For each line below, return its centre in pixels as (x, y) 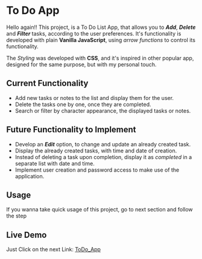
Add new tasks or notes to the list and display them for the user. (94, 98)
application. (30, 176)
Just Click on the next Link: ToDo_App (54, 249)
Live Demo (27, 235)
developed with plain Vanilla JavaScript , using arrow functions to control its (101, 40)
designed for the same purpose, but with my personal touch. (81, 64)
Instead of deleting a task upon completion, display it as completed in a (103, 157)
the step (17, 216)
